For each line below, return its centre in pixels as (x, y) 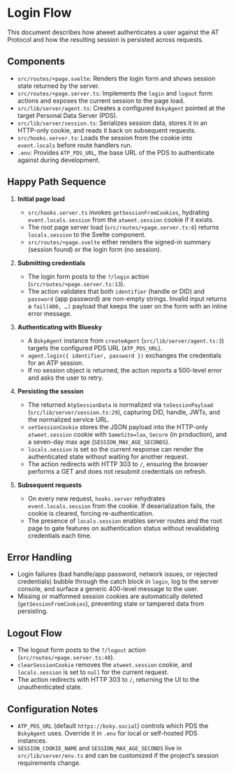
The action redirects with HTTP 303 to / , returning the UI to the (108, 680)
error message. (50, 313)
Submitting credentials (51, 262)
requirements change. (49, 763)
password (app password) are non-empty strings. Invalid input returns (127, 299)
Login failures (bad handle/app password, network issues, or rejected (117, 574)
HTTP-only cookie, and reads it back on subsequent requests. (107, 130)
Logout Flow (35, 633)
